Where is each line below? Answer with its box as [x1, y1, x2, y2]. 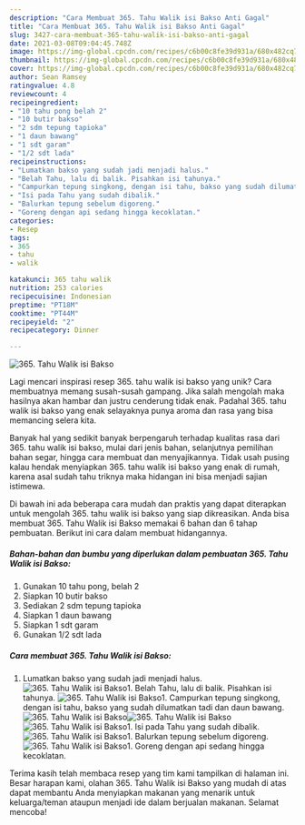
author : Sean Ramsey [9, 73, 88, 82]
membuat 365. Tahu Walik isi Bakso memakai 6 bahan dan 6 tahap [9, 518, 258, 528]
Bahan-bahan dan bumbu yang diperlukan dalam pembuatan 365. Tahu [9, 548, 289, 559]
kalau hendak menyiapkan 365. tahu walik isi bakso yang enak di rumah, [9, 461, 280, 473]
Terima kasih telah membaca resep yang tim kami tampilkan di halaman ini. [9, 768, 290, 779]
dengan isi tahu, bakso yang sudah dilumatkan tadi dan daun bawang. [22, 702, 285, 713]
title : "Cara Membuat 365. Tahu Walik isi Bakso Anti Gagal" [9, 22, 246, 31]
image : [9, 47, 34, 56]
